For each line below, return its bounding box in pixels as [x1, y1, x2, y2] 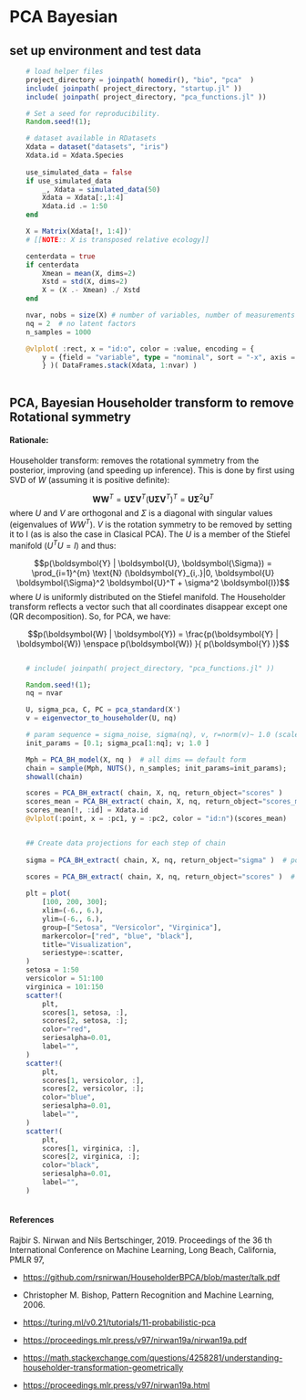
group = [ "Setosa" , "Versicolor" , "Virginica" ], [42, 922, 222, 932]
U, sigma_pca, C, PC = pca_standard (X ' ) [25, 705, 181, 714]
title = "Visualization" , [42, 940, 132, 949]
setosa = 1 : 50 [25, 965, 79, 974]
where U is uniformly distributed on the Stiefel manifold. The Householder [9, 591, 286, 602]
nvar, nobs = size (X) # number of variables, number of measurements [25, 311, 296, 320]
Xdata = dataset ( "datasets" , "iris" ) [25, 142, 169, 152]
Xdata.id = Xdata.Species [25, 151, 125, 160]
